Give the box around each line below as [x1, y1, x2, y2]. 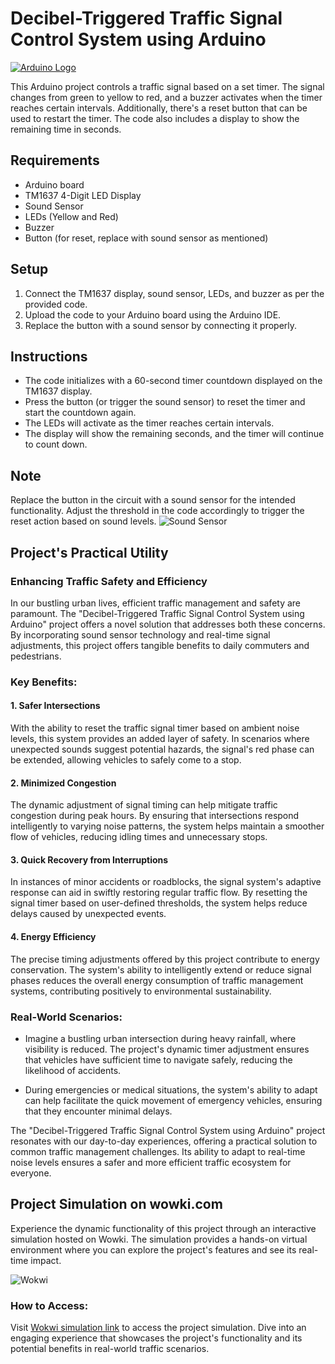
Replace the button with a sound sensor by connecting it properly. [24, 319, 298, 331]
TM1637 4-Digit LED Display [24, 189, 142, 201]
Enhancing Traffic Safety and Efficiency [10, 574, 208, 588]
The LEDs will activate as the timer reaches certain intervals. [24, 417, 275, 429]
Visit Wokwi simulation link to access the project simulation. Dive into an [10, 1322, 307, 1334]
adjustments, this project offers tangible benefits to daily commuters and [10, 639, 310, 651]
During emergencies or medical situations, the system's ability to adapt [24, 1083, 318, 1096]
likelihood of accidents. [24, 1064, 122, 1076]
